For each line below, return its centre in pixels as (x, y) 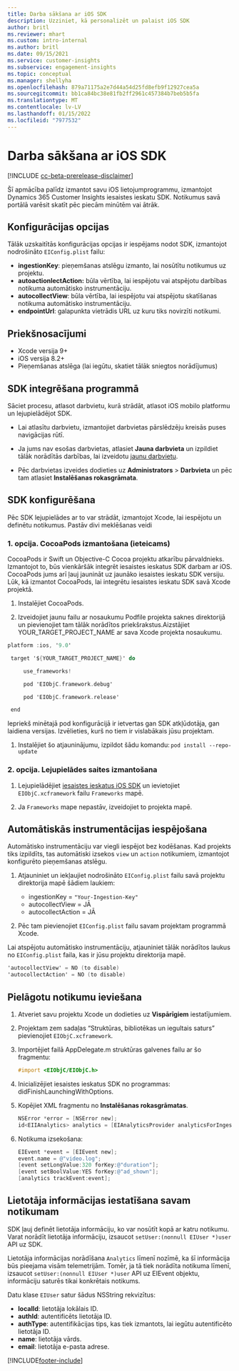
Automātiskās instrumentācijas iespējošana (107, 830)
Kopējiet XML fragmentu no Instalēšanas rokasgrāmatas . (103, 1105)
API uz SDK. (25, 1244)
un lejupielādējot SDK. (40, 413)
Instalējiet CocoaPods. (51, 603)
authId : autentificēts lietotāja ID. (65, 1316)
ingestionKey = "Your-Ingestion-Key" (83, 897)
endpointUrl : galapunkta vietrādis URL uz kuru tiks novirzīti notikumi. (119, 311)
